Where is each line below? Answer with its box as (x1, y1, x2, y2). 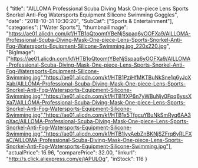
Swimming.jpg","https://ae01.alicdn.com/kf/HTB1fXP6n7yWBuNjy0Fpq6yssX (6, 93, 192, 100)
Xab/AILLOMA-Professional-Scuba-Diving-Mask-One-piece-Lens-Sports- (6, 80, 186, 87)
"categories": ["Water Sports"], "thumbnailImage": (6, 24, 128, 31)
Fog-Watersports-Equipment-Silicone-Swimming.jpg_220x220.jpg (6, 42, 167, 50)
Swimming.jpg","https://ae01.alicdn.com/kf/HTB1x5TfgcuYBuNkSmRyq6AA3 (6, 111, 192, 118)
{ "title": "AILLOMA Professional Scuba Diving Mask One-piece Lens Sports (6, 5, 189, 12)
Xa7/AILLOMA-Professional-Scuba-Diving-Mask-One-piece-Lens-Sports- (6, 99, 186, 106)
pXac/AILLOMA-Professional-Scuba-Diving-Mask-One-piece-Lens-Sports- (6, 118, 189, 124)
